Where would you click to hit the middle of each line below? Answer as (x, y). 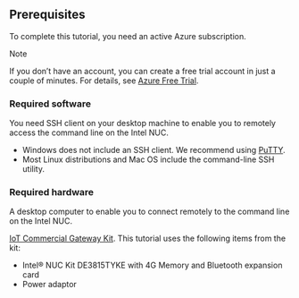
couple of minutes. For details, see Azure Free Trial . (104, 81)
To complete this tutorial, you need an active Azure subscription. (128, 36)
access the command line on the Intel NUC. (89, 132)
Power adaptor (50, 285)
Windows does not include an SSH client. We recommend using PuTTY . (154, 150)
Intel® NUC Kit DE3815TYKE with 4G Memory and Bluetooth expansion (152, 265)
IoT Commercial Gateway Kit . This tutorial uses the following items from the (148, 238)
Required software (50, 104)
